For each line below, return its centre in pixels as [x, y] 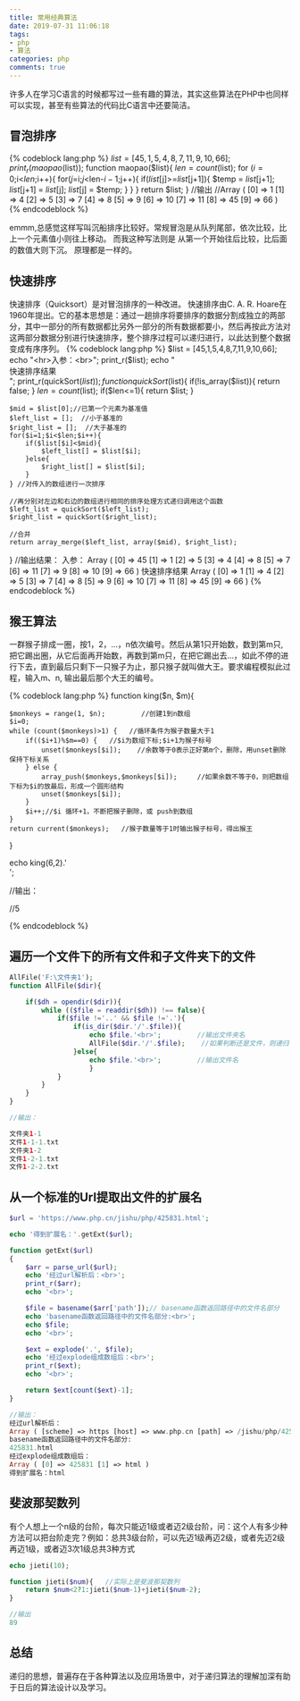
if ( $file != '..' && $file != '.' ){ [121, 1019]
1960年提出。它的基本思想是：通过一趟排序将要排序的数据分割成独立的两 [143, 316]
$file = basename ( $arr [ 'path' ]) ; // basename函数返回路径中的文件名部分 [152, 1309]
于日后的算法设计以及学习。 [60, 1687]
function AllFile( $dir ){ [55, 985]
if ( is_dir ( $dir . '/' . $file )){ [127, 1027]
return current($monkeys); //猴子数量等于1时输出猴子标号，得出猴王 [131, 829]
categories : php [39, 59]
